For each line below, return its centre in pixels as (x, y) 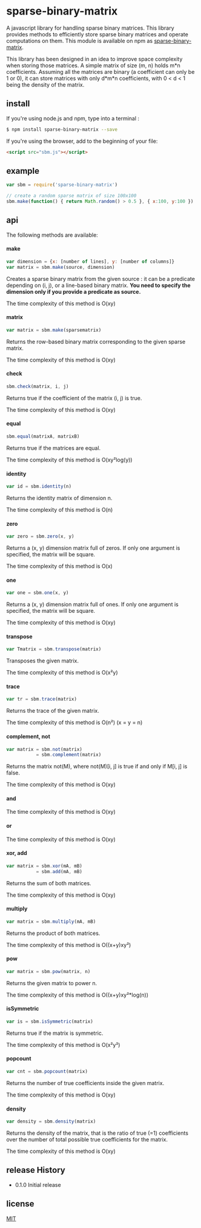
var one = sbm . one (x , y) (38, 593)
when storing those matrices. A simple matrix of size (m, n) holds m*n (93, 65)
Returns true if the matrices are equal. (54, 448)
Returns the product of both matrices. (53, 933)
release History (36, 1170)
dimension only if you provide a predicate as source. (74, 291)
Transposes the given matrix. (42, 661)
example (23, 171)
